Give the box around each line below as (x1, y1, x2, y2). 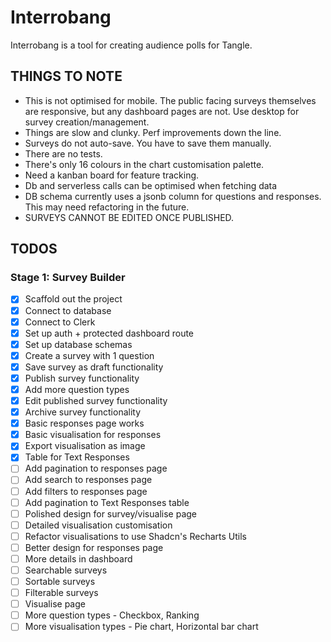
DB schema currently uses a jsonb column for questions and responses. (24, 190, 322, 202)
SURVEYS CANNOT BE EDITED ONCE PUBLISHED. (24, 211, 235, 223)
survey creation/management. (24, 116, 150, 128)
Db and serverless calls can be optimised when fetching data (24, 179, 278, 191)
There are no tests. (24, 147, 103, 160)
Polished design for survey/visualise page (24, 507, 197, 520)
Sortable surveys (24, 576, 96, 587)
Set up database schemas (24, 338, 133, 350)
